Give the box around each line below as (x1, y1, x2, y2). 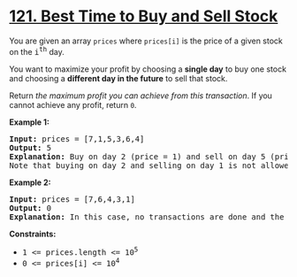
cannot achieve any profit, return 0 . (9, 99, 137, 110)
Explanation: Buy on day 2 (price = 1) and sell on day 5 (9, 151, 266, 161)
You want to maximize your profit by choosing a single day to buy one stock (9, 64, 287, 74)
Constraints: (9, 228, 57, 239)
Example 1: (9, 117, 50, 127)
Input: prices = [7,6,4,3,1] (9, 194, 135, 204)
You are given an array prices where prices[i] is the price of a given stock (9, 35, 283, 46)
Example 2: (9, 177, 51, 188)
